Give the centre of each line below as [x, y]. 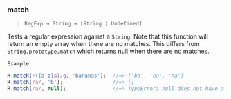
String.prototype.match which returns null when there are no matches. [108, 51]
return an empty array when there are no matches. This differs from [103, 44]
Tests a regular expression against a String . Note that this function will [108, 36]
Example [18, 64]
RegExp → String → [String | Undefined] [83, 24]
